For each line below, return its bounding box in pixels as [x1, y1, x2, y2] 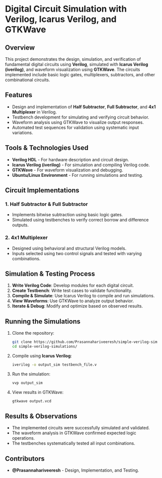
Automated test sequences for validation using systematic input [12, 124, 139, 130]
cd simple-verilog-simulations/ [12, 344, 77, 349]
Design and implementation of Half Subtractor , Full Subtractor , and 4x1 [12, 103, 156, 110]
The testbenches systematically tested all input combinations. [12, 441, 135, 446]
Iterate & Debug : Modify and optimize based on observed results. [12, 303, 143, 309]
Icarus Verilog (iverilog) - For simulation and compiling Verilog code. [12, 162, 150, 168]
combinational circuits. [5, 77, 50, 83]
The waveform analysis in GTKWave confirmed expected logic [12, 430, 136, 436]
